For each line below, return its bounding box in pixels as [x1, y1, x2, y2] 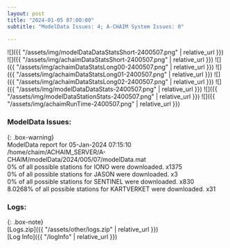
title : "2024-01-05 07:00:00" [7, 17, 95, 24]
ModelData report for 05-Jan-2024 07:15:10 [7, 140, 132, 149]
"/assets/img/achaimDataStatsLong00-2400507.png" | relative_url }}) [16, 63, 215, 72]
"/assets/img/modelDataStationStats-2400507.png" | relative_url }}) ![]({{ [7, 92, 215, 101]
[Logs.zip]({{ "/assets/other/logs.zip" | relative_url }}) [7, 225, 159, 233]
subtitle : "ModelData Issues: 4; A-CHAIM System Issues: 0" [7, 23, 185, 30]
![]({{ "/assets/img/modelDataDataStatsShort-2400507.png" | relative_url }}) [7, 48, 224, 56]
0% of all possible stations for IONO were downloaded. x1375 [7, 163, 182, 171]
